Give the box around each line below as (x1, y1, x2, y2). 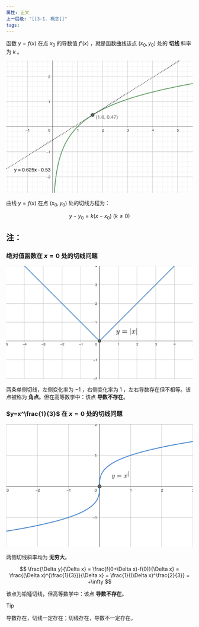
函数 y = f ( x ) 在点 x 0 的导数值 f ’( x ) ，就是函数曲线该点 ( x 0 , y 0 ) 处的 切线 (6, 40, 179, 49)
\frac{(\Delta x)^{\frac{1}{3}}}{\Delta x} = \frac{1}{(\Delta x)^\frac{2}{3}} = (9, 572, 190, 579)
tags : (6, 22, 20, 28)
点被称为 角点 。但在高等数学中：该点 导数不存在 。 (6, 393, 129, 400)
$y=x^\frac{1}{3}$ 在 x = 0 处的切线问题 (6, 410, 123, 418)
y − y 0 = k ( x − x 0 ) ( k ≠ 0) (69, 212, 130, 221)
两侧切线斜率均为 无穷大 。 (6, 553, 70, 561)
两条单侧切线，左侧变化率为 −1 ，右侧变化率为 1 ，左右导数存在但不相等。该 (6, 386, 191, 393)
